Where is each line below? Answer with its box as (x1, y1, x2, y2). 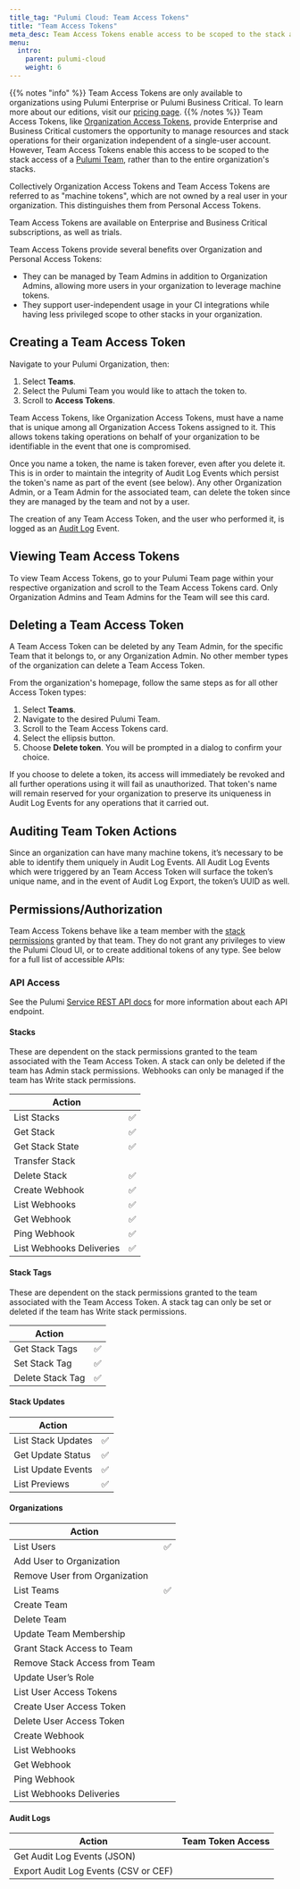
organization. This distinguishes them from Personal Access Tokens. (9, 199, 262, 210)
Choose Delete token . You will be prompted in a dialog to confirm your (21, 742, 283, 753)
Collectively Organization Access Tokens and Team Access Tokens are (9, 181, 271, 191)
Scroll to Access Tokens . (21, 394, 116, 405)
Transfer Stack (13, 1155, 76, 1167)
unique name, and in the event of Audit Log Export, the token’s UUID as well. (9, 876, 290, 886)
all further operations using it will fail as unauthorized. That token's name (9, 779, 278, 790)
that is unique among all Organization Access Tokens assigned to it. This (9, 421, 277, 432)
